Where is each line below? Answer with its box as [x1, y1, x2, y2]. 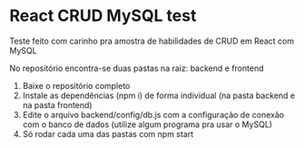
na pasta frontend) [22, 99, 93, 110]
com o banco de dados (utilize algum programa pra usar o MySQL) [22, 119, 273, 130]
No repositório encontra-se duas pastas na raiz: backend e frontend [9, 63, 264, 74]
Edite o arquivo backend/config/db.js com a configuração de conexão [22, 109, 284, 120]
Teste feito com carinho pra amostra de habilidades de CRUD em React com [9, 35, 295, 46]
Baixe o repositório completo [22, 80, 131, 91]
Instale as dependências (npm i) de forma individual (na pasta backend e [22, 90, 296, 101]
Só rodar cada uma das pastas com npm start [22, 128, 194, 139]
